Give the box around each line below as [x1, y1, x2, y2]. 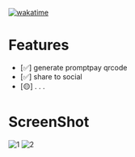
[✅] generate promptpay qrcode [19, 62, 128, 72]
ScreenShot [8, 113, 90, 131]
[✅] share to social [19, 71, 82, 81]
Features [8, 36, 70, 54]
